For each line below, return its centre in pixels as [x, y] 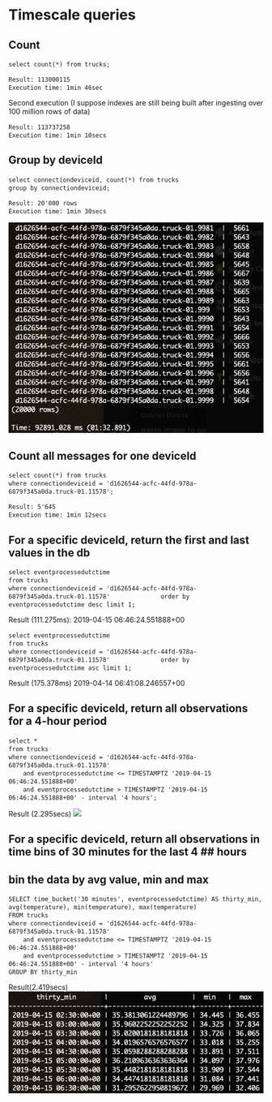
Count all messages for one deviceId [102, 456]
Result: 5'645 [32, 507]
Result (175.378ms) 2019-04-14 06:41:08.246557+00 [97, 684]
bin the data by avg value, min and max [108, 879]
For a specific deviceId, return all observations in [134, 840]
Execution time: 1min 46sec [56, 88]
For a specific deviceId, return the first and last [129, 540]
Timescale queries [72, 15]
